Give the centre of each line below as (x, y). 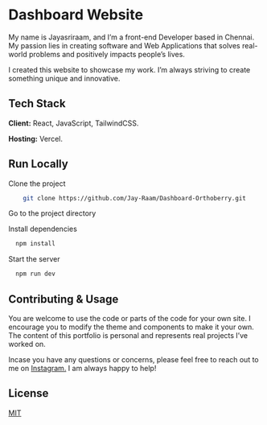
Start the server (34, 259)
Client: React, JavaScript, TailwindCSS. (74, 123)
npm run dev (36, 274)
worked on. (27, 344)
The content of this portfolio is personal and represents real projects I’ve (128, 335)
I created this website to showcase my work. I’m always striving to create (129, 69)
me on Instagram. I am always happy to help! (82, 368)
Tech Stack (37, 103)
